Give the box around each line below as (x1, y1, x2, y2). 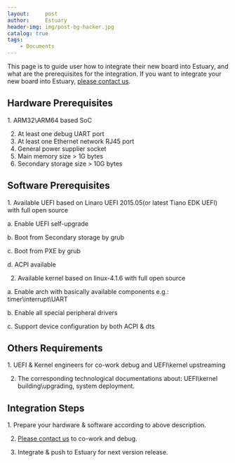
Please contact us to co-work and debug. (17, 434, 138, 443)
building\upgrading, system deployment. (17, 382, 135, 390)
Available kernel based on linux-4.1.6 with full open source (17, 274, 186, 282)
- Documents (20, 43, 55, 50)
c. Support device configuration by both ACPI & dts (7, 322, 155, 330)
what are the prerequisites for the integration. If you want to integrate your (7, 69, 222, 78)
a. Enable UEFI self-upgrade (7, 219, 89, 228)
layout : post (7, 10, 58, 18)
